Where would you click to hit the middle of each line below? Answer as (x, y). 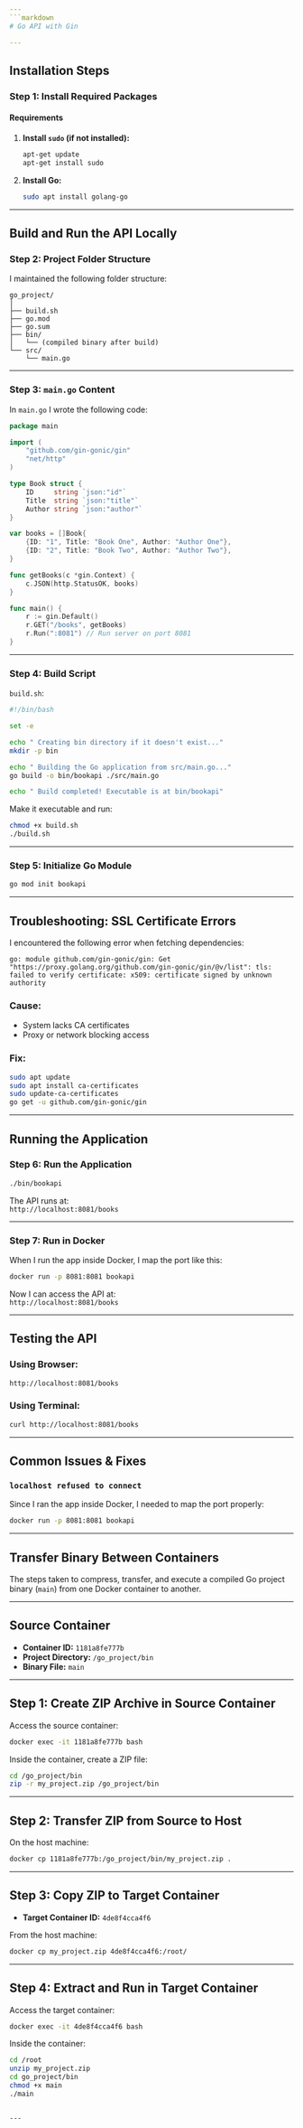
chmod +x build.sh (44, 826)
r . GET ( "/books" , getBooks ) (76, 625)
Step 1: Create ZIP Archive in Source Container (143, 1704)
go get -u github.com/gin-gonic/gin (78, 1102)
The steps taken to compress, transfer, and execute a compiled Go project (147, 1580)
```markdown (32, 18)
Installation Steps (60, 70)
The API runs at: (39, 1200)
